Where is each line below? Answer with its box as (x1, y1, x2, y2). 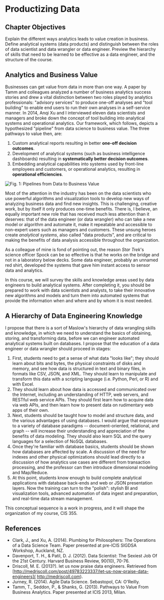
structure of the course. (5, 57, 53, 62)
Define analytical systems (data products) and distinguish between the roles (5, 41, 159, 47)
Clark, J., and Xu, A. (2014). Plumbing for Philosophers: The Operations (12, 537, 156, 543)
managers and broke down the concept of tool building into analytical (5, 115, 145, 121)
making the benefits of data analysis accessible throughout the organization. (5, 237, 160, 243)
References (5, 525, 41, 533)
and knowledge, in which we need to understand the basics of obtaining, (5, 330, 152, 336)
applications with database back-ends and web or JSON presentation (12, 480, 153, 485)
